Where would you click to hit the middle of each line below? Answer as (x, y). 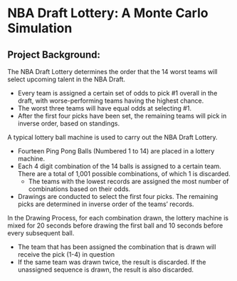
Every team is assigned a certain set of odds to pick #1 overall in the (117, 93)
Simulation (40, 28)
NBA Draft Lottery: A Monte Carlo (108, 13)
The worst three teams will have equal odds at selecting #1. (105, 108)
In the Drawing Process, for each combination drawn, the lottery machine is (118, 218)
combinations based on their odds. (79, 189)
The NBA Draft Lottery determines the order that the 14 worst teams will (113, 72)
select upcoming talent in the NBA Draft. (67, 79)
